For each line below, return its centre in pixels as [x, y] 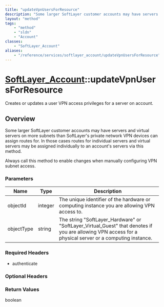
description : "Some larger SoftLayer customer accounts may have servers [82, 14]
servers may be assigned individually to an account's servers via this [74, 146]
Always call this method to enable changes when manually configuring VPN [81, 161]
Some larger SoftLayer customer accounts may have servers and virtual [77, 131]
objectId [17, 206]
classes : [14, 42]
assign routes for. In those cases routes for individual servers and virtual [78, 141]
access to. [71, 212]
